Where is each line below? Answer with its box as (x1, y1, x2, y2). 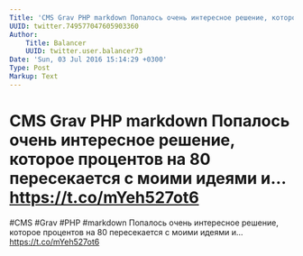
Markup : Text (9, 72, 59, 81)
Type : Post (9, 64, 50, 73)
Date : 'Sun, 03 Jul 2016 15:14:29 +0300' (9, 55, 168, 64)
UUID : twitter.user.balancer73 (25, 47, 143, 56)
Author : (9, 30, 39, 39)
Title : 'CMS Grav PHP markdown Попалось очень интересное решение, (9, 13, 269, 23)
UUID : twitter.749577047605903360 (9, 22, 140, 31)
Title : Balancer (25, 38, 87, 48)
